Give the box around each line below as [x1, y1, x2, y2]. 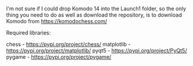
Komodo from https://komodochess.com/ [6, 18, 107, 24]
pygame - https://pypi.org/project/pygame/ [6, 54, 112, 60]
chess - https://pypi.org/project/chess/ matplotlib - [6, 41, 131, 48]
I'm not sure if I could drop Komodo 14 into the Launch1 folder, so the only [6, 5, 186, 12]
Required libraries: [6, 29, 51, 36]
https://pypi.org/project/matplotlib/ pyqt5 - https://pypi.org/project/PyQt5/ [6, 47, 187, 54]
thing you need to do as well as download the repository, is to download [6, 11, 182, 18]
